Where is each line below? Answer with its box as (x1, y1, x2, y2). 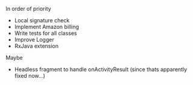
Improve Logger (14, 36, 55, 43)
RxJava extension (14, 42, 59, 49)
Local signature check (14, 17, 70, 24)
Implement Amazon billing (14, 24, 80, 30)
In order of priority (5, 5, 52, 12)
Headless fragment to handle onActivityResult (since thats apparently (14, 66, 188, 73)
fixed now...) (14, 72, 46, 79)
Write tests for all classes (14, 30, 77, 37)
